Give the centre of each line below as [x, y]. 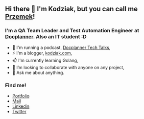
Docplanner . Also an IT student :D [46, 37]
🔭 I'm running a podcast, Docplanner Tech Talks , [61, 48]
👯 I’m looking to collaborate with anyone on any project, [68, 67]
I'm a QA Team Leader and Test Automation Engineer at [72, 31]
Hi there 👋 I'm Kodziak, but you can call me [72, 9]
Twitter [19, 111]
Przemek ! [20, 17]
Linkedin [21, 106]
